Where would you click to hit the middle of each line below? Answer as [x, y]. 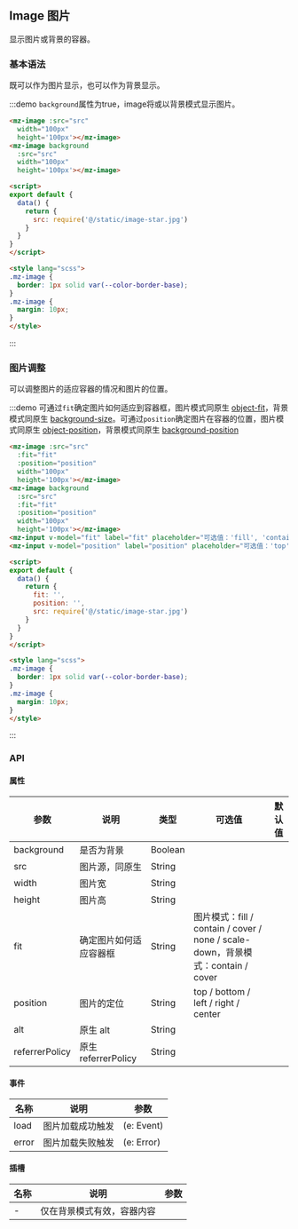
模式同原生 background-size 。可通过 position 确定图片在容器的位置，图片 [143, 419]
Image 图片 [40, 16]
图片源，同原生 [110, 867]
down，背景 [219, 952]
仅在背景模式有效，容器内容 [98, 1210]
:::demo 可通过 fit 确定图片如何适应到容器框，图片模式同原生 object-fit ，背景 [149, 408]
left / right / [217, 1003]
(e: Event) [143, 1125]
